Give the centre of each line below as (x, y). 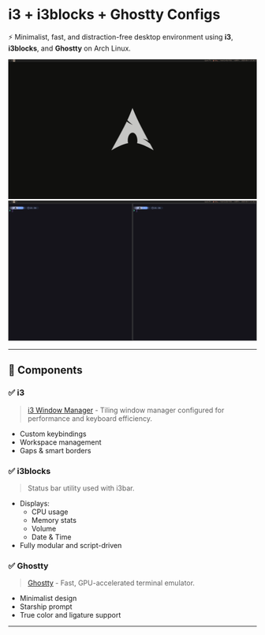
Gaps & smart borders (55, 450)
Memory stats (54, 520)
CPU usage (50, 512)
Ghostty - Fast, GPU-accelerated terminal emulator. (111, 583)
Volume (44, 528)
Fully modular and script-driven (71, 545)
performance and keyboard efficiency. (90, 418)
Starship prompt (46, 607)
